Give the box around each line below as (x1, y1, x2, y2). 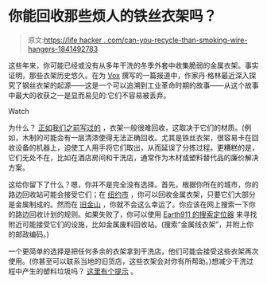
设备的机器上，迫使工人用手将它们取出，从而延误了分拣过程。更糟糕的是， (14, 143, 259, 152)
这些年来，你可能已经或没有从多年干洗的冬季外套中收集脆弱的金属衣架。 (8, 61, 245, 70)
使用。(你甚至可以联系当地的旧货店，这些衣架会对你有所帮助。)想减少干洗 (8, 256, 247, 265)
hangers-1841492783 (27, 44, 99, 53)
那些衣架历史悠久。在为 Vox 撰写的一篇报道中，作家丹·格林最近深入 (29, 70, 250, 80)
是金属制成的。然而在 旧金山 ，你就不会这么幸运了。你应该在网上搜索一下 (8, 199, 249, 209)
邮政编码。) (14, 229, 50, 239)
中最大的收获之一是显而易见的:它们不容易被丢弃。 (8, 90, 171, 100)
